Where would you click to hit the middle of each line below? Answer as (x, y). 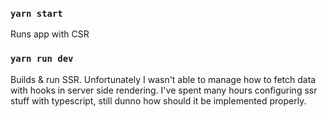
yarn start (36, 13)
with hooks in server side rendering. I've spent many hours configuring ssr (164, 90)
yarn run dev (42, 59)
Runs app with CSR (50, 34)
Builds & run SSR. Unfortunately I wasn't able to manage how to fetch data (163, 79)
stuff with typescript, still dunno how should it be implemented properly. (158, 100)
